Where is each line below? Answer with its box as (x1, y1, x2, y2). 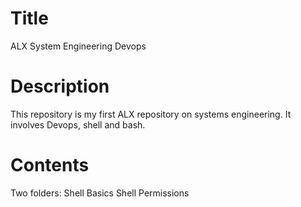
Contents (10, 154, 90, 177)
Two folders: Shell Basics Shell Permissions (10, 187, 190, 199)
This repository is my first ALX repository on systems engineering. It (10, 108, 292, 120)
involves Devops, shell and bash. (10, 118, 146, 131)
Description (10, 75, 110, 98)
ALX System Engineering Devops (10, 40, 147, 52)
